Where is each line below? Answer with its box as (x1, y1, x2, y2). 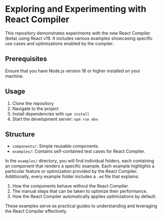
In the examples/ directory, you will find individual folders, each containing (5, 158, 155, 164)
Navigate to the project (12, 106, 59, 111)
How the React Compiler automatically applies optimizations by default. (12, 193, 157, 199)
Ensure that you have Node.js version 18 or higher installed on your (5, 68, 141, 74)
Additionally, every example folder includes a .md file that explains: (5, 173, 139, 180)
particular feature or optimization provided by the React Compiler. (5, 168, 138, 174)
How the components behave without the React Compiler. (12, 183, 129, 189)
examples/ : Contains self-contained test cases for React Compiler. (12, 148, 146, 154)
